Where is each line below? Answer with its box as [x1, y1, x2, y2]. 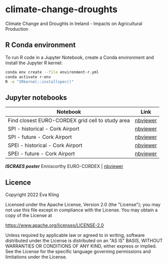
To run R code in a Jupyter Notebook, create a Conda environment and [5, 54, 154, 60]
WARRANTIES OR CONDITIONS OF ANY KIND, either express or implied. [5, 243, 157, 249]
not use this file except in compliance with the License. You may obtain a [5, 207, 158, 213]
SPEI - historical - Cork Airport [8, 142, 82, 149]
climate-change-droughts [5, 4, 118, 15]
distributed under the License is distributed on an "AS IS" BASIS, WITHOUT [5, 237, 163, 244]
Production [5, 26, 29, 32]
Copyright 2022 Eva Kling [5, 191, 60, 198]
